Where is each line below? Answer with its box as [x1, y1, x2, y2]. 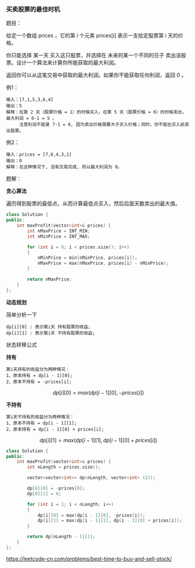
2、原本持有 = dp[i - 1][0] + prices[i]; [6, 426, 104, 432]
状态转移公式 [6, 341, 37, 348]
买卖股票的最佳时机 [6, 5, 60, 13]
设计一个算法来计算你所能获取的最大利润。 [16, 59, 119, 66]
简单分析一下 [6, 311, 37, 318]
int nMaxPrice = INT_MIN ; [27, 228, 91, 234]
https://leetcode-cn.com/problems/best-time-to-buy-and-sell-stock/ [6, 555, 172, 562]
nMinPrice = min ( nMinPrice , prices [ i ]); [37, 255, 138, 261]
